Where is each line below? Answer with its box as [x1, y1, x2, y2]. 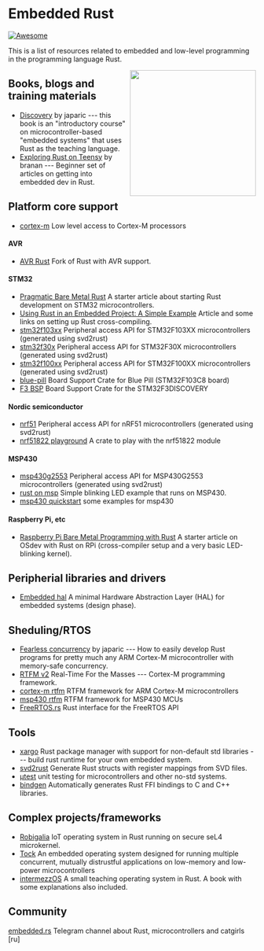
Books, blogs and [8, 77, 95, 90]
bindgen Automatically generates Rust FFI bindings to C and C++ [19, 780, 230, 790]
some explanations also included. [19, 882, 128, 891]
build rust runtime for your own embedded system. [27, 755, 192, 765]
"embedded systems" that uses [19, 135, 122, 145]
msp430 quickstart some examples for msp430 [19, 496, 174, 506]
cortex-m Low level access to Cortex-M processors [19, 221, 187, 230]
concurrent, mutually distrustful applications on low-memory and [19, 857, 230, 866]
